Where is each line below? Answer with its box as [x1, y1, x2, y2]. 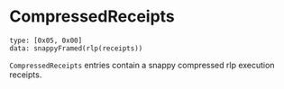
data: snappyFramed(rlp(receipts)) [9, 43, 143, 53]
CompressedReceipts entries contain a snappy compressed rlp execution [9, 59, 275, 70]
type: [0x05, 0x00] [9, 36, 83, 45]
